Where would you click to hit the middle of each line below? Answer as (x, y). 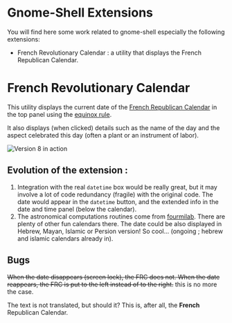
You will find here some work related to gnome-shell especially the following (116, 32)
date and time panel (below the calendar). (77, 209)
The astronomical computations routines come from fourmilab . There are (121, 216)
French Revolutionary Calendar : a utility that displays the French (109, 53)
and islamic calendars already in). (65, 238)
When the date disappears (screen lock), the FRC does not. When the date (114, 277)
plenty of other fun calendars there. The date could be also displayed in (119, 223)
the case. (20, 291)
